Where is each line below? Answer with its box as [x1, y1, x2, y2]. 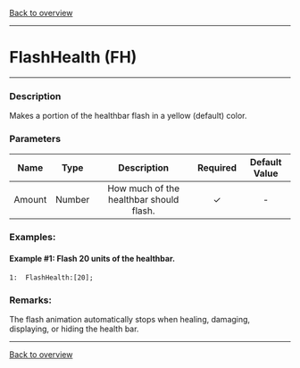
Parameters [9, 133, 61, 146]
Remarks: [9, 294, 52, 306]
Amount [13, 193, 47, 205]
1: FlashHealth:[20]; [9, 272, 94, 282]
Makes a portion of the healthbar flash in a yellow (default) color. [9, 111, 247, 121]
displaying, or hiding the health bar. [9, 323, 139, 334]
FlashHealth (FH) [9, 47, 137, 68]
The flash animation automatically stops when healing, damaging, [9, 314, 251, 324]
